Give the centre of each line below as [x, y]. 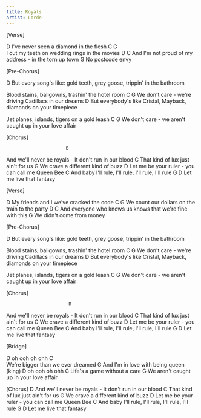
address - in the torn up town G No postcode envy [69, 59]
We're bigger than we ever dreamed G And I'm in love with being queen [95, 364]
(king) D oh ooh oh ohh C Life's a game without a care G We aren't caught [98, 371]
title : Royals [24, 12]
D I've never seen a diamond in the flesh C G [62, 47]
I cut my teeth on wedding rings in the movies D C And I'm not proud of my [100, 53]
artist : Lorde [24, 18]
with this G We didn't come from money [56, 215]
